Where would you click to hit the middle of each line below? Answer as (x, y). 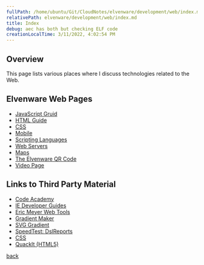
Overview (25, 59)
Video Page (29, 165)
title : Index (23, 23)
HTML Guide (31, 120)
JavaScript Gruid (36, 113)
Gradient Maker (35, 218)
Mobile (24, 133)
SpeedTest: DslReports (44, 231)
